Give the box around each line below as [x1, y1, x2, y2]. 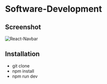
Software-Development [5, 3, 102, 15]
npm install [12, 68, 35, 74]
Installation [5, 50, 40, 58]
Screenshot [5, 23, 41, 31]
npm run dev [12, 73, 38, 79]
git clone [12, 63, 30, 69]
